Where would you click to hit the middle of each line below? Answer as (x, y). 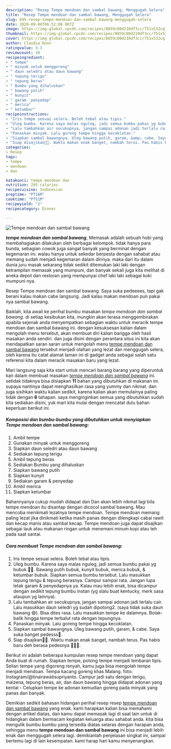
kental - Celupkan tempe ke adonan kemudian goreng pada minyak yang (82, 688)
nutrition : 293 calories (32, 185)
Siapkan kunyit (29, 476)
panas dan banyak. (26, 693)
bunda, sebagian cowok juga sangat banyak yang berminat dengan (76, 248)
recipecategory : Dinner (31, 209)
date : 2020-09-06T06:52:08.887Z (40, 24)
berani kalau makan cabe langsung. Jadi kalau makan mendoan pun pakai (83, 296)
